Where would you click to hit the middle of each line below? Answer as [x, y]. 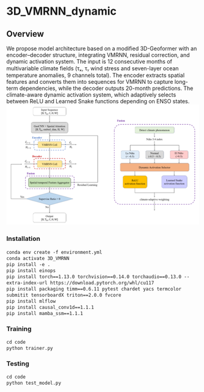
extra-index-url [27, 283]
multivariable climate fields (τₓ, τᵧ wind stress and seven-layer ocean [93, 68]
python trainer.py [30, 349]
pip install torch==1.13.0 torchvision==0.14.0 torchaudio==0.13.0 [94, 276]
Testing [18, 363]
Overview [25, 34]
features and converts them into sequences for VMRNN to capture [90, 82]
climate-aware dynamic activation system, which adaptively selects [91, 95]
